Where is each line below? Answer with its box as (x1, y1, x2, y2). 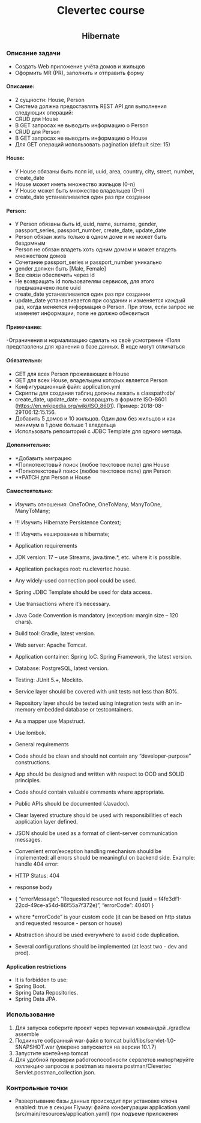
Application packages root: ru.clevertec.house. (14, 565, 131, 573)
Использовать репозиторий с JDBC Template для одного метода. (14, 427, 183, 435)
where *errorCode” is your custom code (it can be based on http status (14, 913, 191, 921)
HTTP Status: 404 (14, 872, 60, 879)
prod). (14, 949, 31, 957)
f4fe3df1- (158, 895, 182, 903)
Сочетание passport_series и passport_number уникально (14, 259, 162, 266)
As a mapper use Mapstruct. (14, 717, 86, 725)
